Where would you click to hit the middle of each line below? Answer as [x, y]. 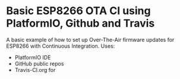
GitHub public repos [39, 64]
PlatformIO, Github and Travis [80, 23]
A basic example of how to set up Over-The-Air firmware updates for [90, 39]
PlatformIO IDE [33, 57]
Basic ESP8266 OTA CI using [78, 11]
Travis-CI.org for [35, 70]
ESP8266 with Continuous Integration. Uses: [61, 46]
